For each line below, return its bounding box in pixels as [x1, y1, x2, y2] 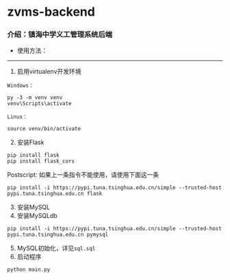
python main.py [7, 266, 51, 273]
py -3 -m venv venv [7, 94, 63, 101]
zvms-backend [7, 4, 96, 20]
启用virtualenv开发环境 [16, 68, 81, 76]
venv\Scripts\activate [7, 100, 72, 107]
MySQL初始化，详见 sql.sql [16, 244, 96, 253]
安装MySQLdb [16, 212, 58, 220]
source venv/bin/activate [7, 126, 81, 132]
